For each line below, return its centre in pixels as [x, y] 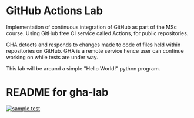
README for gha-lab [57, 92]
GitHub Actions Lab [54, 11]
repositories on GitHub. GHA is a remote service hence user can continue [95, 50]
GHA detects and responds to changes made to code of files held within [93, 45]
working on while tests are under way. [52, 57]
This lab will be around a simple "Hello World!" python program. [83, 68]
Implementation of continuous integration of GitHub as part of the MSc [92, 27]
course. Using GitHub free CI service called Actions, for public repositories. [97, 33]
